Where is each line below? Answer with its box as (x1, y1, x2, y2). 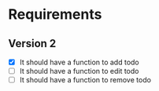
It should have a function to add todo (19, 57, 139, 67)
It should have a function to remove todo (19, 75, 152, 85)
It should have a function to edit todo (19, 67, 139, 76)
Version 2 (8, 37, 57, 50)
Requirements (8, 5, 102, 24)
